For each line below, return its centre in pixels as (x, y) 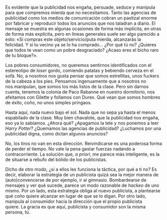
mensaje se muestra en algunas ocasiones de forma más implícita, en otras (83, 29)
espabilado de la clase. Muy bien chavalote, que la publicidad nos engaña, (82, 118)
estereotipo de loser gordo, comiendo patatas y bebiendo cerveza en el (79, 70)
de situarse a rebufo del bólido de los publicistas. (56, 160)
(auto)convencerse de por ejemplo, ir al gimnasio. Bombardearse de (76, 180)
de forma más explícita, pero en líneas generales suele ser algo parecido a (82, 34)
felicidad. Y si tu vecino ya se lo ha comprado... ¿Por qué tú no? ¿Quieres (81, 45)
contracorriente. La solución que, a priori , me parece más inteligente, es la (82, 154)
